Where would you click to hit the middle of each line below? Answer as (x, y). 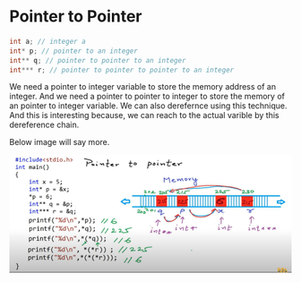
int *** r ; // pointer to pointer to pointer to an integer (122, 70)
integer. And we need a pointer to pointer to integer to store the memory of (147, 97)
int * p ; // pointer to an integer (74, 51)
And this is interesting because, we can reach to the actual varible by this (144, 115)
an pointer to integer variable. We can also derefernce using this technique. (149, 106)
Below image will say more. (60, 142)
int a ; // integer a (48, 41)
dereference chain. (44, 125)
